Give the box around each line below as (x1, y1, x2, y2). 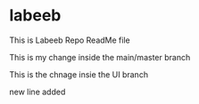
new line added (9, 86, 66, 97)
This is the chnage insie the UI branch (9, 68, 149, 80)
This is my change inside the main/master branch (9, 52, 191, 62)
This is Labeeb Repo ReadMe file (9, 35, 131, 45)
